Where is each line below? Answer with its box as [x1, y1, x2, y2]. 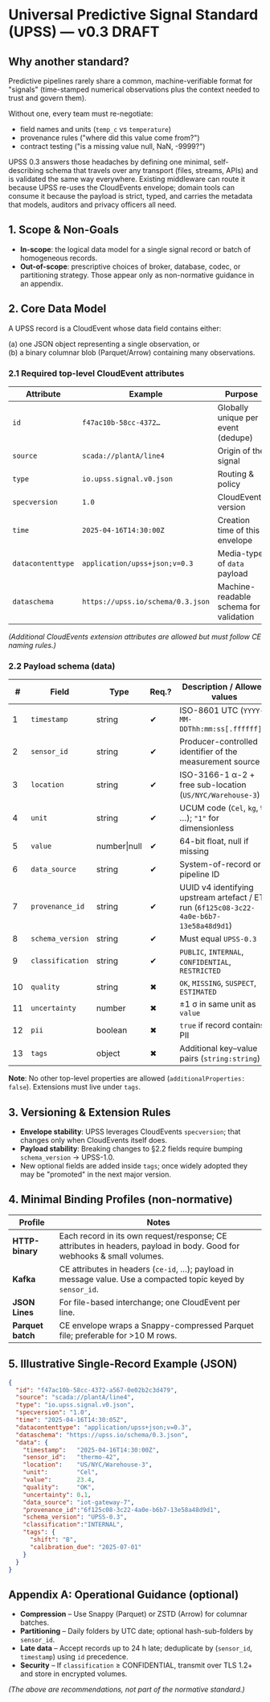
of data [217, 558, 245, 569]
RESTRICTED [179, 966, 221, 975]
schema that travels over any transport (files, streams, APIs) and [45, 166, 259, 175]
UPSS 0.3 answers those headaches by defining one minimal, [8, 157, 212, 167]
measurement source [179, 756, 260, 768]
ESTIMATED [179, 987, 217, 997]
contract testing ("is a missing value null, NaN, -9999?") [19, 142, 206, 150]
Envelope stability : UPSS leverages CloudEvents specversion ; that [19, 1127, 241, 1136]
